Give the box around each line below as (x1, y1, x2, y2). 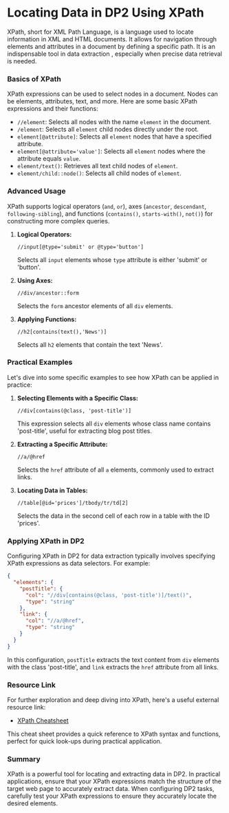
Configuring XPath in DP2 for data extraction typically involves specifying (7, 552, 215, 560)
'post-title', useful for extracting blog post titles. (17, 426, 153, 435)
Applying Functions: (17, 315, 77, 323)
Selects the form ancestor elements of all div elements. (17, 301, 173, 310)
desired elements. (7, 799, 58, 807)
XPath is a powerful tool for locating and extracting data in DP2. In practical (7, 770, 221, 779)
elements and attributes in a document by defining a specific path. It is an (7, 42, 215, 50)
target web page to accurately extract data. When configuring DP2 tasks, (7, 785, 215, 793)
